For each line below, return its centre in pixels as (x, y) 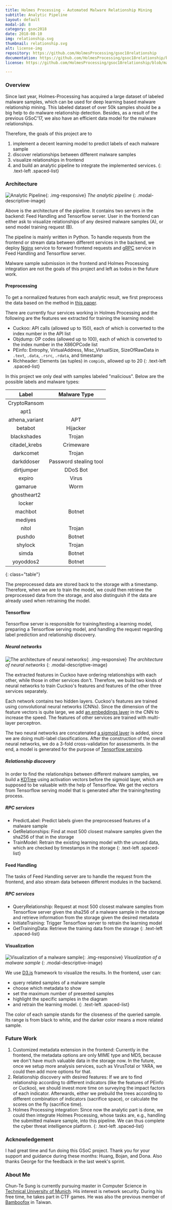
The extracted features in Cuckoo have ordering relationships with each (81, 675)
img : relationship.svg (29, 39)
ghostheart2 (26, 495)
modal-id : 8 (18, 24)
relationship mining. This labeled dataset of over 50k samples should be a (83, 107)
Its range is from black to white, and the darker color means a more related (84, 1019)
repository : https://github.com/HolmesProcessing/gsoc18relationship (81, 53)
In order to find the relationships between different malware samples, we (82, 774)
